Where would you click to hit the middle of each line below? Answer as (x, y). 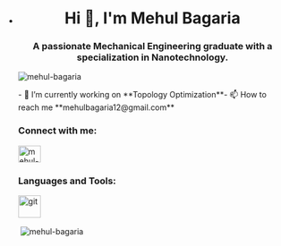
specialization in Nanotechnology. (153, 57)
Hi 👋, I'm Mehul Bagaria (152, 18)
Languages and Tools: (67, 181)
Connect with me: (57, 131)
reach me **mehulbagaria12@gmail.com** (96, 107)
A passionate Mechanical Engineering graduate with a (153, 47)
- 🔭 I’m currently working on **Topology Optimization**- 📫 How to (142, 95)
